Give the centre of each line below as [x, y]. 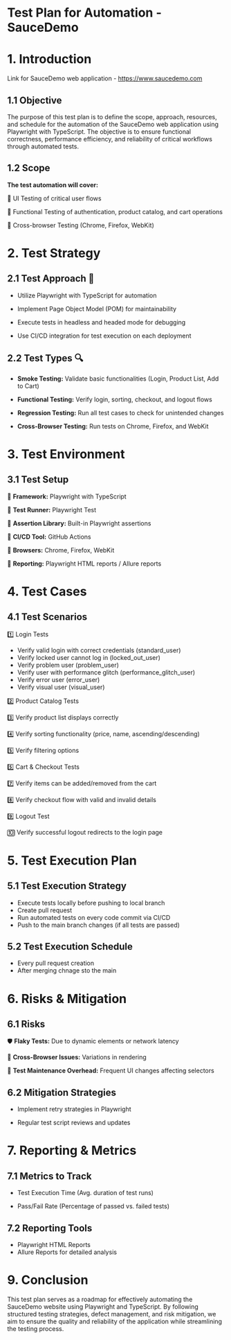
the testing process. [36, 1328]
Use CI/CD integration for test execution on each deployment [104, 336]
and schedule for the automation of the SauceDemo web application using [113, 124]
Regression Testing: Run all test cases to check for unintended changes [120, 412]
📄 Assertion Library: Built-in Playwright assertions [79, 523]
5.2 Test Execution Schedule [70, 947]
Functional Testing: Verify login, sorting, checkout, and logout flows [114, 399]
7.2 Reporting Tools [50, 1228]
